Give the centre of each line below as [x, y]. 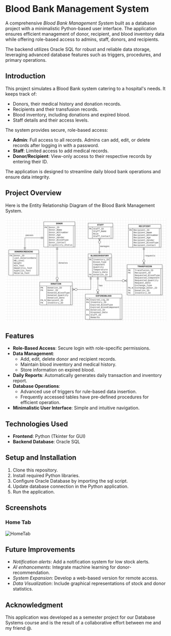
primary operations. [26, 60]
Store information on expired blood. [58, 370]
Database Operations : [36, 386]
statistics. [23, 589]
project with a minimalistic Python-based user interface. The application [81, 28]
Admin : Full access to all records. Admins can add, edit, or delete [81, 140]
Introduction [26, 76]
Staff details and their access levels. [51, 120]
